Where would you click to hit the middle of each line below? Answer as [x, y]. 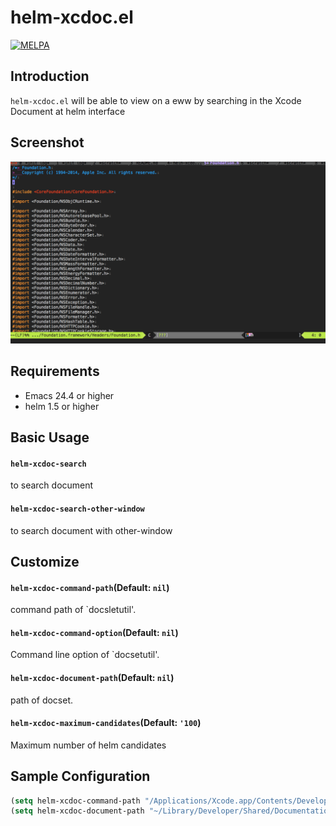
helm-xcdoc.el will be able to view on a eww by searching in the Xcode [156, 100]
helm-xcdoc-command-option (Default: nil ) [94, 632]
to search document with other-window [91, 530]
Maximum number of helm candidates [88, 745]
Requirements [55, 371]
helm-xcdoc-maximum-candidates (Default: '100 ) [106, 723]
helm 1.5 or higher [62, 406]
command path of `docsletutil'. [73, 610]
